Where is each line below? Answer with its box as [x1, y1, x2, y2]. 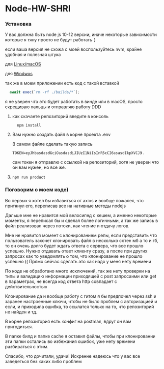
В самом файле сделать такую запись [12, 141, 93, 147]
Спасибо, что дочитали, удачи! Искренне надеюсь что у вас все [5, 353, 140, 359]
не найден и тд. [5, 308, 38, 315]
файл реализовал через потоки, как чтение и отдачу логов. [5, 222, 130, 229]
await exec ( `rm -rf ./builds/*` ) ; [9, 90, 80, 95]
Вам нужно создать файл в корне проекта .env [12, 131, 111, 138]
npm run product [12, 175, 46, 180]
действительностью [5, 283, 48, 289]
